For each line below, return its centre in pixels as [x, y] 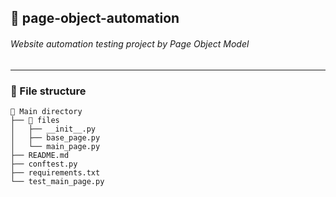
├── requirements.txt [55, 172]
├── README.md [40, 155]
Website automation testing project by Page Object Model [130, 43]
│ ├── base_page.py [55, 137]
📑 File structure [48, 91]
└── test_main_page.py [57, 181]
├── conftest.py [44, 164]
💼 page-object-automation [95, 18]
